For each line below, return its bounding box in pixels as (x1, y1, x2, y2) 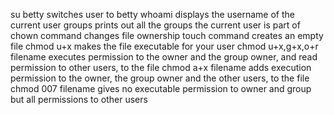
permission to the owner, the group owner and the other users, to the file (10, 72, 310, 84)
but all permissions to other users (10, 94, 148, 105)
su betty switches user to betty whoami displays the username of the (10, 9, 296, 20)
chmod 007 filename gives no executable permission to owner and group (10, 83, 312, 94)
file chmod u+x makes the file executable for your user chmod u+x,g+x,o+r (10, 40, 319, 52)
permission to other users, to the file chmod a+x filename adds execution (10, 62, 312, 73)
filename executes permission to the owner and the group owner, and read (10, 51, 318, 63)
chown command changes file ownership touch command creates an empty (10, 30, 324, 41)
